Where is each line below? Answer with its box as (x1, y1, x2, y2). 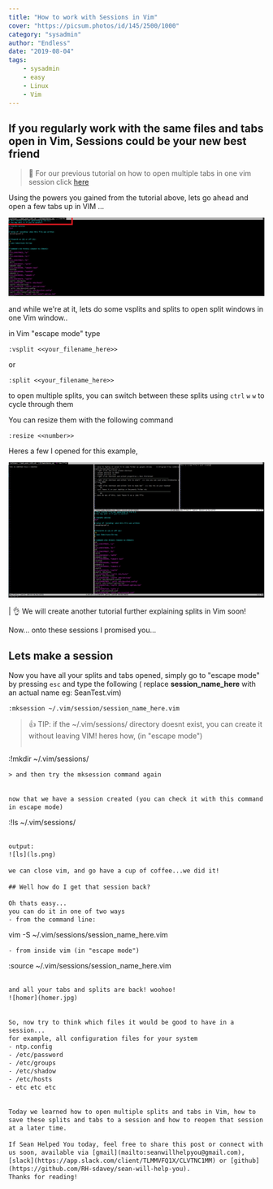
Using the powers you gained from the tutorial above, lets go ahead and (8, 193, 249, 203)
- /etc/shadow (8, 1067, 57, 1075)
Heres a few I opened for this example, (8, 446, 138, 456)
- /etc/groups (8, 1059, 57, 1067)
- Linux (23, 81, 49, 90)
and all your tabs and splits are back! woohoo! (8, 986, 176, 994)
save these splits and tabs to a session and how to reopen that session (8, 1116, 264, 1124)
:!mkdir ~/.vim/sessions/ (8, 754, 89, 763)
